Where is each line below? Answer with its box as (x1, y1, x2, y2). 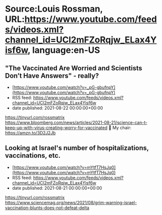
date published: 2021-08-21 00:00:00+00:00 (12, 185, 102, 191)
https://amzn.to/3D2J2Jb (5, 130, 56, 135)
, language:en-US (27, 45, 100, 56)
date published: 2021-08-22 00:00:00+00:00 (12, 105, 103, 111)
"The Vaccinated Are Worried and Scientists (5, 64, 143, 72)
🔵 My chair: (108, 125, 131, 131)
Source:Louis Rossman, (5, 3, 103, 15)
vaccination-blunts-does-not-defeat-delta (5, 205, 90, 211)
